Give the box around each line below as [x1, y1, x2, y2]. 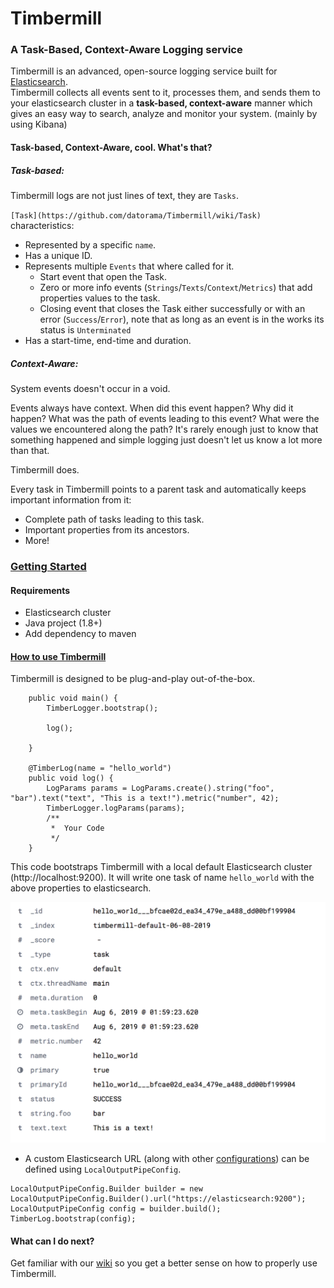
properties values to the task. [39, 292, 161, 304]
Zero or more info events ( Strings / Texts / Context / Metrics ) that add [39, 282, 313, 294]
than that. [10, 445, 50, 457]
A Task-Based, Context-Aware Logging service [10, 43, 243, 57]
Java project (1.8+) [24, 617, 103, 629]
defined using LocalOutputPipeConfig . [24, 1163, 182, 1176]
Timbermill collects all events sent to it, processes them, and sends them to [10, 87, 321, 99]
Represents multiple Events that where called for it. [24, 260, 235, 272]
